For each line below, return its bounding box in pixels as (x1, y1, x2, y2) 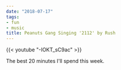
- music (6, 24, 25, 31)
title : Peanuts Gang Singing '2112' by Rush (6, 30, 116, 36)
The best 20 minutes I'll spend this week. (6, 58, 105, 65)
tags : (6, 14, 19, 20)
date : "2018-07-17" (6, 8, 54, 15)
